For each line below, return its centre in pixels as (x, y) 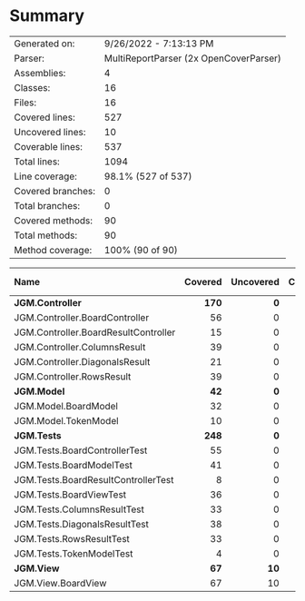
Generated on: (44, 44)
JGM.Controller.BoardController (82, 317)
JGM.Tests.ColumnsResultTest (79, 509)
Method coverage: (53, 250)
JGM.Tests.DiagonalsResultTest (82, 524)
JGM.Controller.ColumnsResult (80, 347)
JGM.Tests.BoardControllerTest (81, 450)
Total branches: (47, 205)
